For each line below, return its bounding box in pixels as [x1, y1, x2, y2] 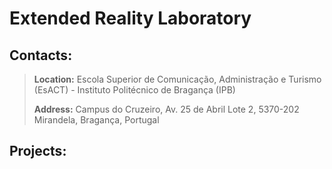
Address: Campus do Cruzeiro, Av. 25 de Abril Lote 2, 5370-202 [33, 103, 300, 115]
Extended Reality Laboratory [9, 7, 252, 30]
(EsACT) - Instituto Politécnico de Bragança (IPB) [33, 84, 236, 96]
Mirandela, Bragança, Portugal [33, 114, 160, 126]
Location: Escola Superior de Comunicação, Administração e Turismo [33, 73, 322, 85]
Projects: [9, 143, 67, 160]
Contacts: [9, 47, 73, 64]
